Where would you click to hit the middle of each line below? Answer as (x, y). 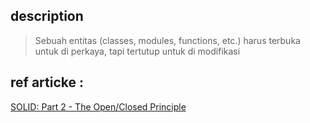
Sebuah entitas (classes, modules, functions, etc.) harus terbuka (167, 40)
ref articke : (47, 82)
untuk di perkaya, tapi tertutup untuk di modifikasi (137, 51)
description (47, 16)
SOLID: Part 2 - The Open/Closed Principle (98, 106)
